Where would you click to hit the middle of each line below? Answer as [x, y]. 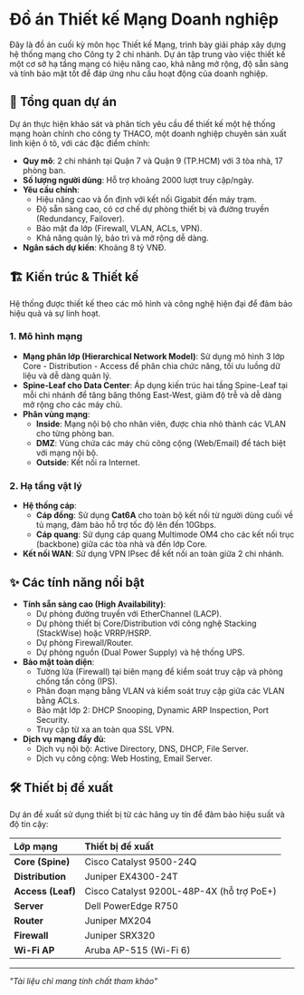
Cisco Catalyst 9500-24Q [141, 862]
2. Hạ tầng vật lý [46, 485]
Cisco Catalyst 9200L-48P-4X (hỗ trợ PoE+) [181, 891]
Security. [52, 719]
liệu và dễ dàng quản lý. [67, 376]
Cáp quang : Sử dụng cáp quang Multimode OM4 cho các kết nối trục [165, 534]
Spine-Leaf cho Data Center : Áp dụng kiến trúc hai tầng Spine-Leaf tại [155, 385]
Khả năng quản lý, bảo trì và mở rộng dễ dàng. [123, 238]
